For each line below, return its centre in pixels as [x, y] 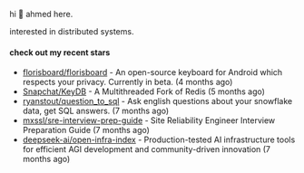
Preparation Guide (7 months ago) [86, 130]
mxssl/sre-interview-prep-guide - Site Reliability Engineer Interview [149, 120]
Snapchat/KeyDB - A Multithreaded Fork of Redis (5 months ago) [144, 91]
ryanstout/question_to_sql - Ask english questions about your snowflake [157, 101]
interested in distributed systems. [72, 31]
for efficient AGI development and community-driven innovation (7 [146, 149]
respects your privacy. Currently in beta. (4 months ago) [127, 82]
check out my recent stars [60, 52]
